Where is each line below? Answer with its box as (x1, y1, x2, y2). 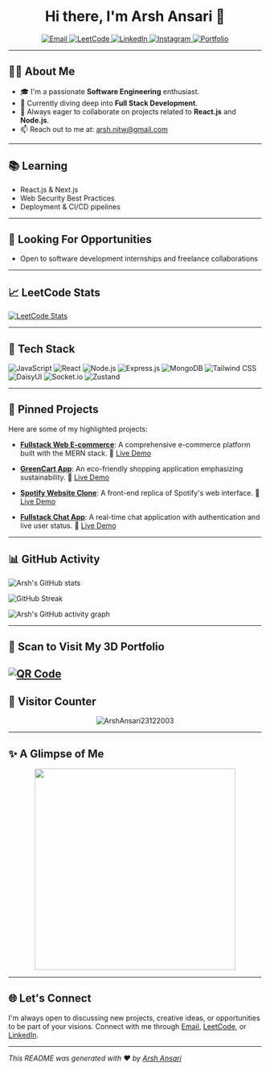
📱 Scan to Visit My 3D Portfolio (8, 640, 165, 654)
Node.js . (19, 115, 50, 125)
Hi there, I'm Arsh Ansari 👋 (44, 7, 226, 26)
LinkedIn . (8, 1030, 39, 1040)
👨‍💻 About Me (8, 64, 76, 79)
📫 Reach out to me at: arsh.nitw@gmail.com (19, 124, 169, 134)
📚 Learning (8, 159, 68, 173)
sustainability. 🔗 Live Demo (19, 472, 110, 482)
